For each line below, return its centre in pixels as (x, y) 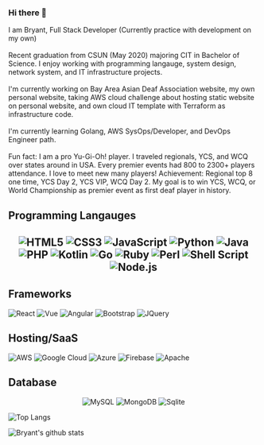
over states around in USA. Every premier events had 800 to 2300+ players (132, 165)
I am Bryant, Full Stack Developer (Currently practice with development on (130, 30)
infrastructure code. (41, 114)
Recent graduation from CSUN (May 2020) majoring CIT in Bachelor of (124, 56)
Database (33, 383)
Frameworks (40, 294)
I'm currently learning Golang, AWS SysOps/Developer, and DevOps (119, 131)
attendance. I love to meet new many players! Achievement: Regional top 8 (130, 173)
